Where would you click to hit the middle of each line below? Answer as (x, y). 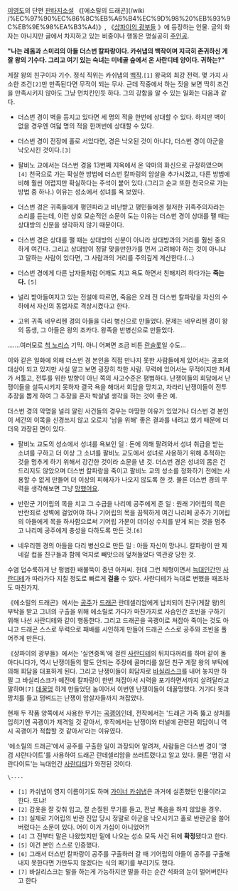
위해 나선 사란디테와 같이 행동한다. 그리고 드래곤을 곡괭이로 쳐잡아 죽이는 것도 (114, 620)
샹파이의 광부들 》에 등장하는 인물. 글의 (168, 27)
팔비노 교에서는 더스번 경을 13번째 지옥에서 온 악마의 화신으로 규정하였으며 (120, 165)
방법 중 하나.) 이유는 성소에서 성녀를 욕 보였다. (81, 192)
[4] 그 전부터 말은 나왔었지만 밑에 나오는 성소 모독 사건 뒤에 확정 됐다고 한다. (123, 836)
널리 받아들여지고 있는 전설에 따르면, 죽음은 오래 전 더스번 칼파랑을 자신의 (119, 297)
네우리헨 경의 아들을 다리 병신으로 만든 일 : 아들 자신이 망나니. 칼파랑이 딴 (119, 545)
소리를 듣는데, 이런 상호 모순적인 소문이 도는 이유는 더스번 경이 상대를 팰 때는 (124, 216)
